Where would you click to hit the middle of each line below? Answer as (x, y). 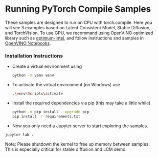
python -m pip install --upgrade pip (51, 112)
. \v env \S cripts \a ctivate (37, 94)
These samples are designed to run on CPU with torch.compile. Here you (79, 22)
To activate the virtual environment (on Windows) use (66, 85)
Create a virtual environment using (47, 66)
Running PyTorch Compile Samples (78, 9)
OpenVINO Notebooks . (28, 43)
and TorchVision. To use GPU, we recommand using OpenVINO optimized (79, 33)
